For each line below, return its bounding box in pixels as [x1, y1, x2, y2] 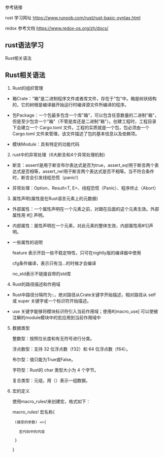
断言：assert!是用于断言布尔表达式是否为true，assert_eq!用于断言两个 [12, 162, 155, 168]
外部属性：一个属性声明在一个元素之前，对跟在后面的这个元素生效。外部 [12, 206, 159, 212]
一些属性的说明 [12, 239, 43, 245]
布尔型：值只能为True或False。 [12, 356, 76, 362]
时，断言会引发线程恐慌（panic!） [12, 174, 81, 180]
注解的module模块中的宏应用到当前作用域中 [12, 314, 101, 320]
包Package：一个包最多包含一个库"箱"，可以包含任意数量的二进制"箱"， [12, 112, 159, 118]
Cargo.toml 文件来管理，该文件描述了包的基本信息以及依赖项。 [12, 130, 140, 137]
